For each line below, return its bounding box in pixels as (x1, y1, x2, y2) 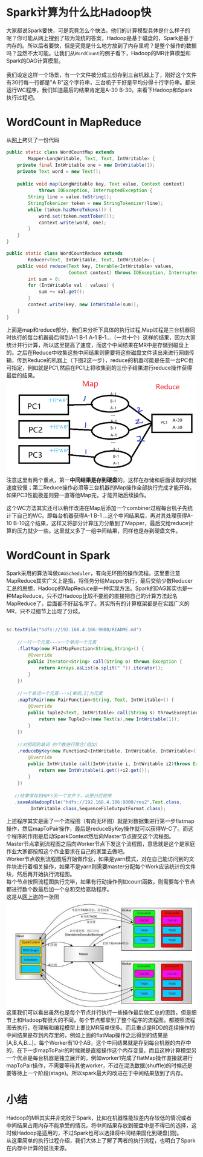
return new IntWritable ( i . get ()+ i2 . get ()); (38, 767, 150, 773)
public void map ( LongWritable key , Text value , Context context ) (17, 181, 185, 187)
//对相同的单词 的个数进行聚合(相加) (17, 742, 98, 748)
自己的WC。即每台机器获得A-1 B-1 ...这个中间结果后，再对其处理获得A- (16, 512, 193, 519)
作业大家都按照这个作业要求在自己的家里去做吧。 (6, 848, 128, 855)
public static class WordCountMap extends (6, 149, 115, 155)
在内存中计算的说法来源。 (6, 1144, 70, 1152)
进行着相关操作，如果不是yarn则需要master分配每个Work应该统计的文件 (16, 863, 196, 870)
